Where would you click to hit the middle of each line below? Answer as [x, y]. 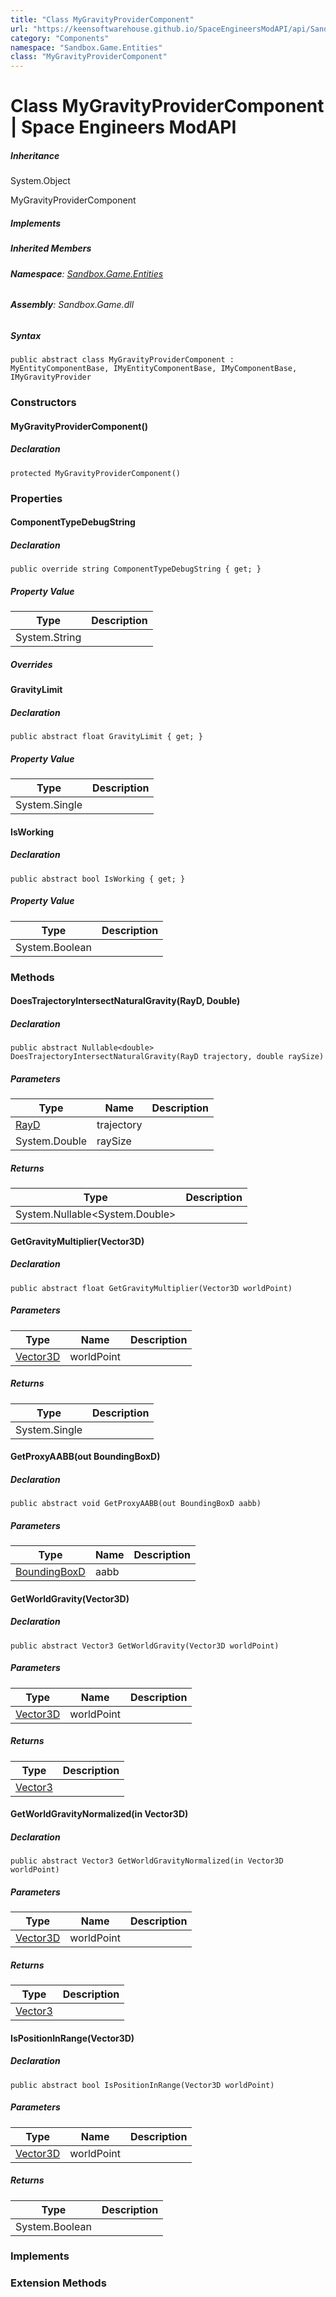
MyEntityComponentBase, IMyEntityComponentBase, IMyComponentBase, [154, 369]
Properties [36, 498]
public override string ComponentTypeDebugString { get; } [136, 569]
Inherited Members [51, 248]
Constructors [43, 403]
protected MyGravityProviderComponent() [96, 473]
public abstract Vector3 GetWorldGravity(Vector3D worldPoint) [145, 1646]
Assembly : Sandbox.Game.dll [72, 305]
